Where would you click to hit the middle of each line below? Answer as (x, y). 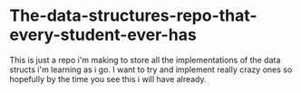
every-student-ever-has (103, 35)
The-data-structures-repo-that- (133, 16)
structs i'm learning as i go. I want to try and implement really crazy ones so (151, 70)
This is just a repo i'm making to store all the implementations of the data (145, 60)
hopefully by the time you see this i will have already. (108, 79)
